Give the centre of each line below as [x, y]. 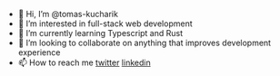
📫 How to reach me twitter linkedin [85, 62]
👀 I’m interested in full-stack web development [105, 24]
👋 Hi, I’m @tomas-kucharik [68, 14]
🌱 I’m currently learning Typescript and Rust [100, 33]
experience [39, 52]
